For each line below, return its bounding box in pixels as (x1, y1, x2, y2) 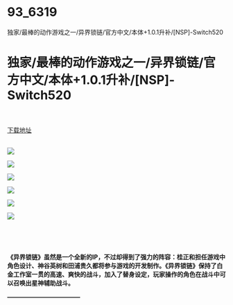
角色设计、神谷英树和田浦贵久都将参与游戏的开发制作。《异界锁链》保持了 (7, 261, 217, 270)
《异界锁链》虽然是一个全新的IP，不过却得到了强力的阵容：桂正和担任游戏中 (7, 252, 225, 261)
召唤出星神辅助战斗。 (12, 279, 74, 287)
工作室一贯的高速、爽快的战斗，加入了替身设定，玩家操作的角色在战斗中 (12, 270, 220, 278)
